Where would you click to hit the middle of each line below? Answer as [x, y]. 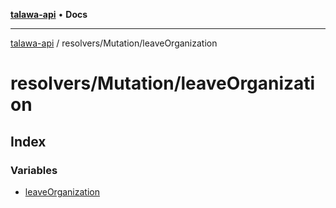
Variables [34, 170]
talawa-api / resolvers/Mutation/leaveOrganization [114, 43]
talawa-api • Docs [49, 14]
